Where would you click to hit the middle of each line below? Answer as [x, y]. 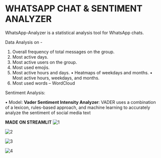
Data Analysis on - [24, 42]
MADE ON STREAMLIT [28, 122]
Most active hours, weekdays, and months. [56, 78]
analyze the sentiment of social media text [48, 112]
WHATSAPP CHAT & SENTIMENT [74, 9]
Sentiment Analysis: [25, 93]
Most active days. [30, 57]
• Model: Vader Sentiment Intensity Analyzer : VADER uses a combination [80, 102]
